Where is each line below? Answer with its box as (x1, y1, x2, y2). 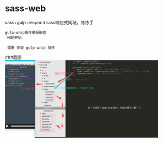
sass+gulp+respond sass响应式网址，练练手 (5, 19, 94, 25)
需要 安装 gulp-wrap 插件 (7, 45, 55, 50)
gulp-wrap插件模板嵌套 (5, 30, 47, 35)
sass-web (5, 3, 46, 14)
